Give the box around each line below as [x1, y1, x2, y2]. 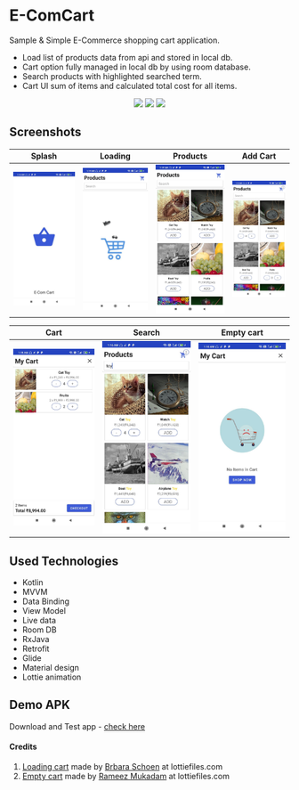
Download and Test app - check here [9, 721, 145, 731]
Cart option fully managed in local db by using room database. [21, 61, 251, 72]
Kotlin [21, 577, 44, 588]
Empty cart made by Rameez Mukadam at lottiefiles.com [21, 771, 230, 782]
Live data [21, 615, 56, 626]
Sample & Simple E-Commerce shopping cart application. [9, 35, 220, 45]
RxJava [21, 634, 50, 645]
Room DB [21, 624, 57, 635]
